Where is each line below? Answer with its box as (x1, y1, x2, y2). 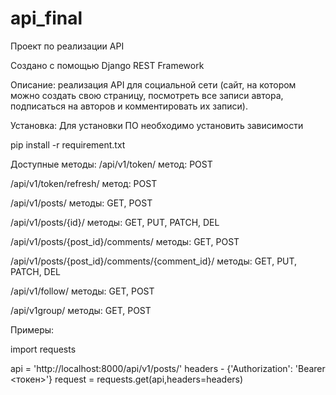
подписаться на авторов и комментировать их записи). (10, 100, 248, 112)
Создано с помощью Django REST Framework (10, 59, 205, 71)
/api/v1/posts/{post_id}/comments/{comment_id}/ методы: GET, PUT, (10, 255, 298, 267)
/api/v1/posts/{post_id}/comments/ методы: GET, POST (10, 235, 240, 247)
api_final (10, 7, 83, 30)
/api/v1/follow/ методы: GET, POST (10, 285, 155, 297)
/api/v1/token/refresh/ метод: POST (10, 177, 158, 189)
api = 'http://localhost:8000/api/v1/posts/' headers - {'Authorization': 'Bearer (10, 362, 326, 374)
